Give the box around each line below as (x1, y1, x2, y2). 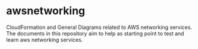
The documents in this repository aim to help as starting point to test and (6, 30, 184, 37)
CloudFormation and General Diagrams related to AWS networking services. (6, 24, 192, 31)
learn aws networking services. (6, 36, 83, 43)
